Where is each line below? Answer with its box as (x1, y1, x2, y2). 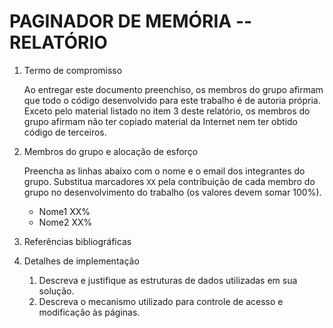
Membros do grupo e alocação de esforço (23, 145, 199, 157)
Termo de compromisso (23, 64, 123, 76)
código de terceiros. (23, 126, 107, 138)
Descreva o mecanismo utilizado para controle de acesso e (38, 295, 284, 307)
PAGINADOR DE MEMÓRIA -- (9, 10, 253, 33)
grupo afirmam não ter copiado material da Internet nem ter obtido (23, 115, 299, 127)
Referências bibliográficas (23, 235, 132, 247)
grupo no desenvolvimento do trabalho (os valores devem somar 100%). (23, 186, 322, 198)
